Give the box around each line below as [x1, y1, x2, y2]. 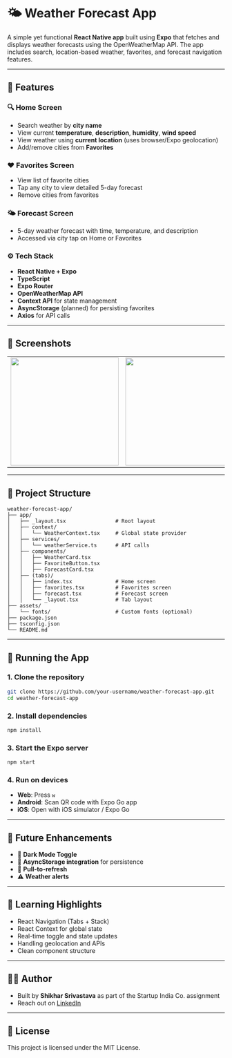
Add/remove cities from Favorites [17, 143, 114, 151]
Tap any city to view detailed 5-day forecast [17, 183, 143, 191]
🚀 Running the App [7, 652, 90, 663]
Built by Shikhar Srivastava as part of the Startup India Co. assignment [17, 991, 220, 999]
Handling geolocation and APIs [17, 939, 106, 947]
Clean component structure [17, 946, 96, 954]
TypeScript [17, 274, 50, 283]
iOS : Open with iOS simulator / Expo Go [17, 806, 130, 814]
